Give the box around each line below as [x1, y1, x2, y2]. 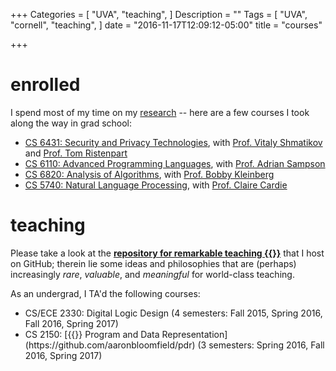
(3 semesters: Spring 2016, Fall [197, 339, 325, 351]
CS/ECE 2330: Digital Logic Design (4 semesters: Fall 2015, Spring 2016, [24, 307, 323, 319]
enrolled [10, 74, 81, 96]
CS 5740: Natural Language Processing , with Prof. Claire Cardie [24, 179, 288, 191]
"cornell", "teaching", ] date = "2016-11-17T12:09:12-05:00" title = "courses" [10, 19, 323, 31]
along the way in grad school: [10, 117, 133, 129]
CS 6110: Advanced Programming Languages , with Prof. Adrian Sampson [24, 157, 326, 169]
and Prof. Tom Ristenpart [24, 147, 128, 159]
